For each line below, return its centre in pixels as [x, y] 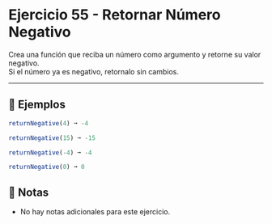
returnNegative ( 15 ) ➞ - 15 [52, 138]
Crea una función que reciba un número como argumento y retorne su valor [135, 54]
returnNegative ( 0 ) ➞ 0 [47, 167]
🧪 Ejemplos [37, 105]
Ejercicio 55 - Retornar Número [115, 15]
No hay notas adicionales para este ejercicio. [95, 212]
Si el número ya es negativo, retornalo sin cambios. [94, 71]
